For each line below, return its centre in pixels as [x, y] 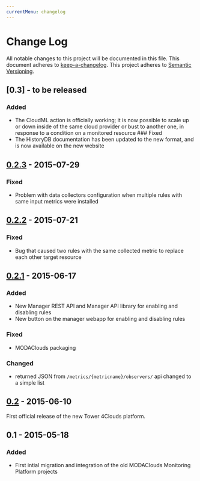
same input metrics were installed [57, 201]
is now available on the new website [59, 146]
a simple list [30, 382]
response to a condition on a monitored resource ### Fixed [88, 133]
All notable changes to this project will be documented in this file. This [93, 58]
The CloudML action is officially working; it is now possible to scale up [102, 120]
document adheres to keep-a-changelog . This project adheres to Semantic [99, 64]
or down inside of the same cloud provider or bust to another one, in [99, 126]
